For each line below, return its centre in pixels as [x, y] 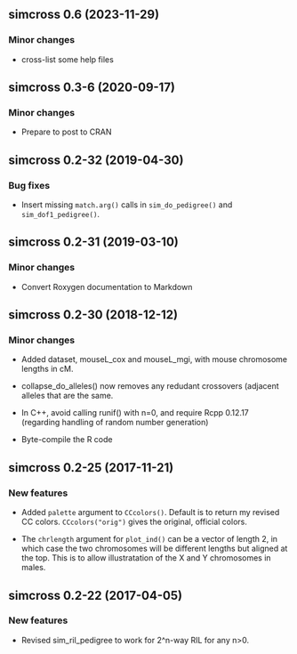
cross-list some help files [68, 59]
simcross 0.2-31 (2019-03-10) [93, 242]
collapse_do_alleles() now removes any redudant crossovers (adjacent [150, 386]
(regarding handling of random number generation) [115, 423]
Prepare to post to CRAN [66, 132]
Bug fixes [29, 185]
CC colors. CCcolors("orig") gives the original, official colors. [134, 522]
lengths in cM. [47, 369]
